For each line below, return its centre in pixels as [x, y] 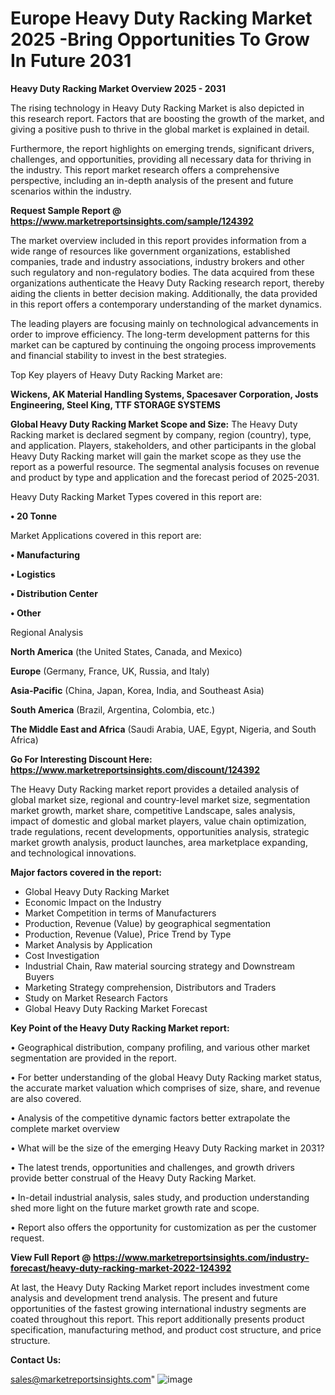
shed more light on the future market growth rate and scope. [135, 1208]
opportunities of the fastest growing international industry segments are [158, 1308]
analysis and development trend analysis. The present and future [144, 1298]
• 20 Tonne [34, 516]
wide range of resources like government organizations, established [150, 251]
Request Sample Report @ [66, 210]
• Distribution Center [54, 593]
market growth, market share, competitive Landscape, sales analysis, [153, 810]
